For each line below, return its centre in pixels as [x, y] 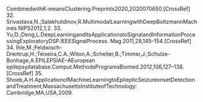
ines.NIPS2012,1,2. [29, 28]
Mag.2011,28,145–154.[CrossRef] [151, 41]
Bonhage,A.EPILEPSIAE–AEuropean [51, 60]
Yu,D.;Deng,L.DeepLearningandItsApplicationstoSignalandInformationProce [101, 35]
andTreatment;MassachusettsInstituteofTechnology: [72, 86]
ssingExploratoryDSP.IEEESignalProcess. [58, 41]
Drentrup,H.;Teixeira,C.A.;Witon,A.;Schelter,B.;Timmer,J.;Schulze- [88, 54]
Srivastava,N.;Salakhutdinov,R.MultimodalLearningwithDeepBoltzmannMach [102, 22]
